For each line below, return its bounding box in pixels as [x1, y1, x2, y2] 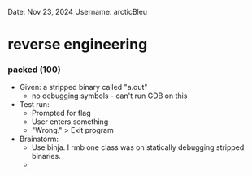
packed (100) [7, 64, 62, 75]
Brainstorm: [19, 134, 59, 144]
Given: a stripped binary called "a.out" [19, 83, 148, 92]
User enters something [31, 117, 109, 126]
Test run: [19, 100, 50, 109]
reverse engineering [7, 36, 148, 53]
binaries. [31, 152, 62, 161]
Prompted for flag [31, 109, 91, 118]
